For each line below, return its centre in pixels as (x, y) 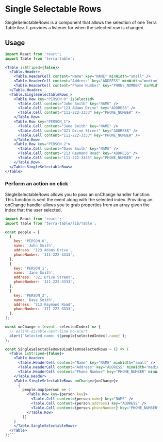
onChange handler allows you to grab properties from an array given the (77, 205)
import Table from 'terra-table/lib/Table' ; (51, 223)
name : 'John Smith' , (34, 246)
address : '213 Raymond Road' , (44, 304)
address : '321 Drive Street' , (44, 277)
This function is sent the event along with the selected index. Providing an (79, 199)
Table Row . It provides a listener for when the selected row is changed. (75, 27)
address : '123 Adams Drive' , (43, 250)
